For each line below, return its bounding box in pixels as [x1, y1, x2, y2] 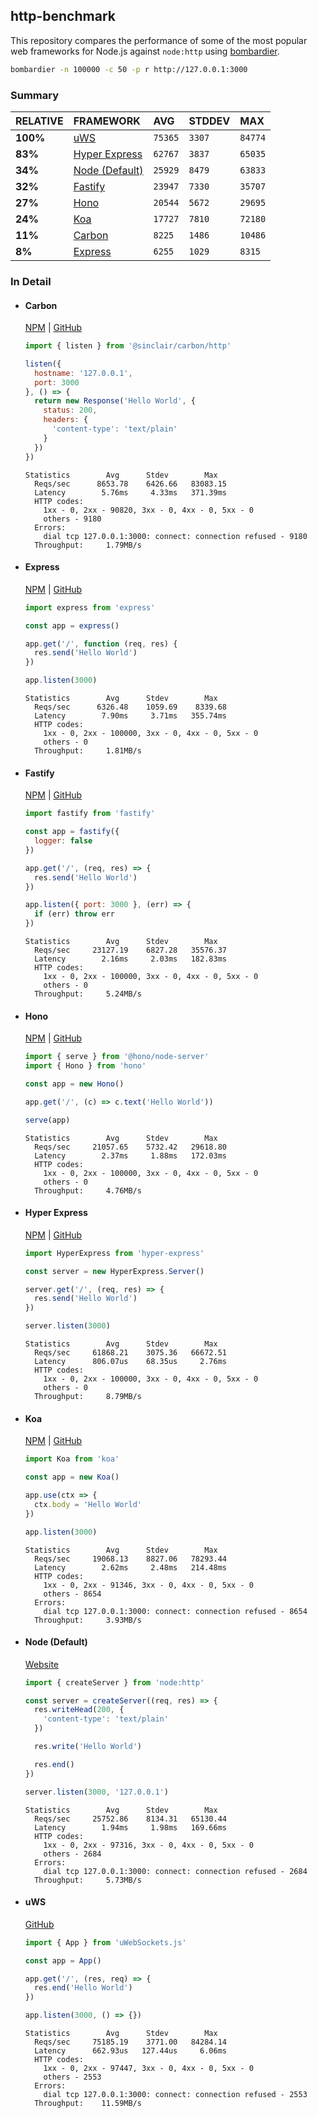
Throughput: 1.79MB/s [34, 540, 142, 550]
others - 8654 [43, 1589, 102, 1599]
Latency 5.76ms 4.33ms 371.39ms [34, 487, 227, 498]
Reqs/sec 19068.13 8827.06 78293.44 [34, 1554, 227, 1564]
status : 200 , [43, 405, 98, 416]
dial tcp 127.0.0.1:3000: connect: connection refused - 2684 [43, 1866, 308, 1876]
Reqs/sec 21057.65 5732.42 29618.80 [34, 1142, 227, 1152]
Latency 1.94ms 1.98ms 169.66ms [34, 1822, 227, 1833]
